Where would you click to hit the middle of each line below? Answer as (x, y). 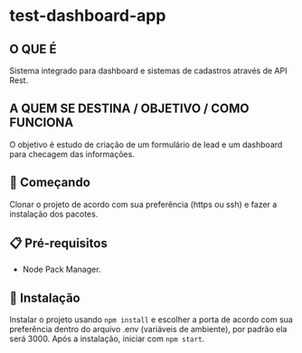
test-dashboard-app (88, 16)
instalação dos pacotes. (54, 214)
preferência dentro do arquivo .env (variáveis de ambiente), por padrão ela (148, 330)
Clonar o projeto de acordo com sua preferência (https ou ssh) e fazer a (143, 204)
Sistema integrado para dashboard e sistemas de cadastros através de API (148, 70)
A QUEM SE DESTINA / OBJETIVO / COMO (129, 109)
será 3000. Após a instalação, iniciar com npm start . (107, 339)
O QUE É (33, 49)
